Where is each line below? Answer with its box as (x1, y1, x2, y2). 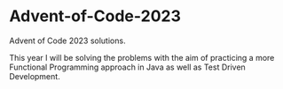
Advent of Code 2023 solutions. (9, 35, 126, 46)
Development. (9, 70, 60, 81)
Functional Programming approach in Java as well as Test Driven (9, 62, 246, 72)
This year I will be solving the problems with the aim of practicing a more (9, 52, 275, 63)
